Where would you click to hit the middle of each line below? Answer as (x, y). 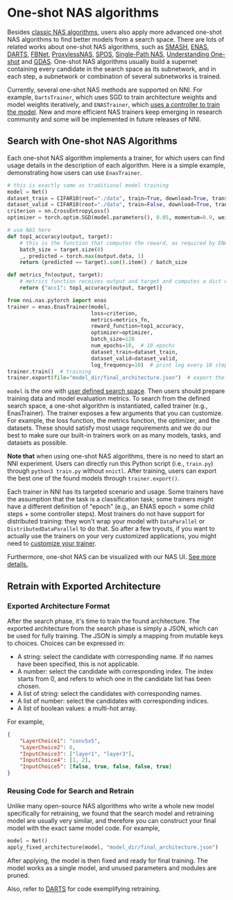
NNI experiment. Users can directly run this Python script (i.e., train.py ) (110, 464)
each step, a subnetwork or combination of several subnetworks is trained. (114, 76)
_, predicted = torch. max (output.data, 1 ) (82, 256)
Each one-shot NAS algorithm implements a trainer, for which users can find (116, 158)
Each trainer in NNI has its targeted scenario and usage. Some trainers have (115, 492)
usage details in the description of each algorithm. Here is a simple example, (116, 165)
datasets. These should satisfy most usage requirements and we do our (110, 428)
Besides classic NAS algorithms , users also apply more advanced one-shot (114, 32)
